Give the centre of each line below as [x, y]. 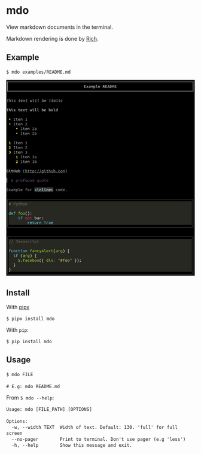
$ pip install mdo [29, 342]
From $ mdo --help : [30, 397]
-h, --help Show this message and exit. [72, 445]
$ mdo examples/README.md [38, 72]
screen [14, 433]
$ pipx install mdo [31, 319]
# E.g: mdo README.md [33, 386]
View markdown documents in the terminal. [60, 27]
